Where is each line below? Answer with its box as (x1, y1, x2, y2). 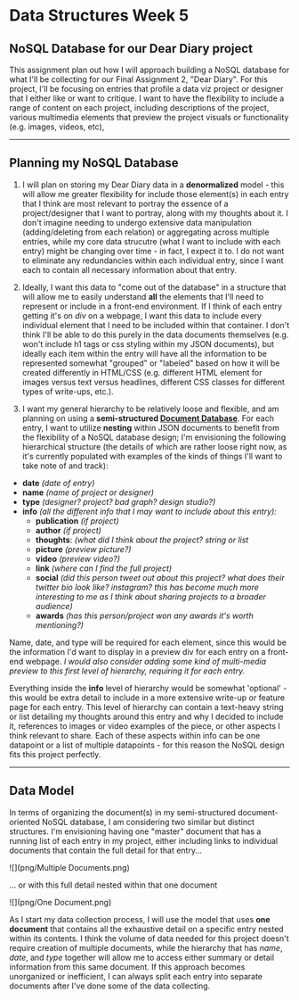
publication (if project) (35, 515, 120, 526)
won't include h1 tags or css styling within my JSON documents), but (21, 338, 274, 349)
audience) (35, 600, 73, 611)
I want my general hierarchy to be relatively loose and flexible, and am (21, 403, 279, 414)
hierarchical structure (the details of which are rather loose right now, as (21, 441, 287, 451)
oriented (9, 816, 40, 827)
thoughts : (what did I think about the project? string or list (35, 534, 249, 545)
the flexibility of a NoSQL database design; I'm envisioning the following (21, 432, 287, 442)
